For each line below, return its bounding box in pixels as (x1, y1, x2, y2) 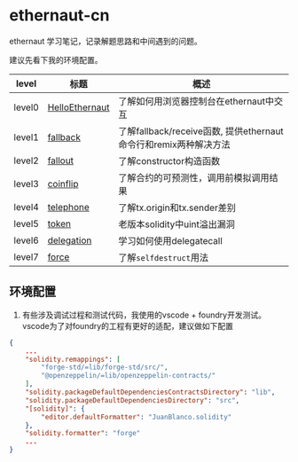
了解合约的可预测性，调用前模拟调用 (118, 171, 270, 184)
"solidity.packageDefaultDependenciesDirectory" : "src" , (25, 395, 240, 404)
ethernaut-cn (9, 5, 110, 26)
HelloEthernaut (47, 101, 110, 114)
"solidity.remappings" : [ (25, 355, 122, 364)
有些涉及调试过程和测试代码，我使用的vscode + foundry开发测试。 (21, 309, 266, 320)
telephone (47, 200, 90, 213)
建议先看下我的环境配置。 (9, 54, 103, 65)
